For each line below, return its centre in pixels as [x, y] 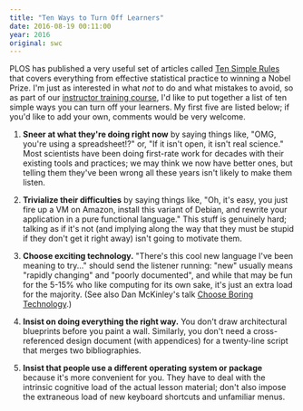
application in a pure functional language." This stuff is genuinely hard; [155, 219]
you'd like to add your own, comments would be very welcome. [128, 117]
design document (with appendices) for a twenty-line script [177, 341]
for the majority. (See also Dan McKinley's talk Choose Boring [138, 294]
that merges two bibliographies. [82, 350]
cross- [265, 331]
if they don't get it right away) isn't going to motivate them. [132, 239]
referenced [44, 341]
